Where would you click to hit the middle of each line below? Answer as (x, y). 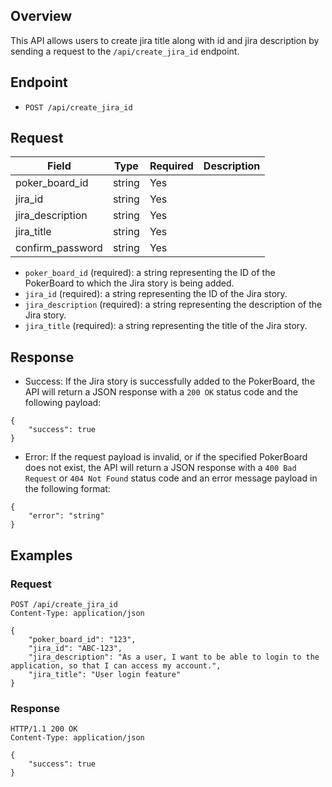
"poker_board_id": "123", (82, 639)
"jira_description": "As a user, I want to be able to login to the (174, 657)
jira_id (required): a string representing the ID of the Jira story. (156, 294)
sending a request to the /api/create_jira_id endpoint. (125, 51)
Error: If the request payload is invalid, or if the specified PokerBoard (166, 457)
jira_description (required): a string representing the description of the (173, 305)
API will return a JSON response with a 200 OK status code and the (161, 392)
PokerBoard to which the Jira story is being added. (129, 283)
